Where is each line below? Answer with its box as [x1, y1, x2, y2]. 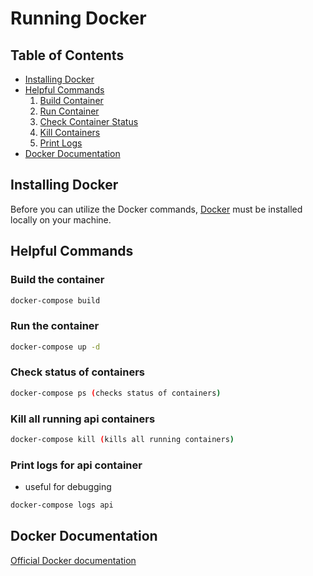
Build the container [10, 273, 105, 287]
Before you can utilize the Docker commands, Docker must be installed [10, 203, 303, 215]
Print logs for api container [10, 458, 143, 472]
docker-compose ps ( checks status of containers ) [10, 388, 222, 398]
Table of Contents [10, 47, 125, 64]
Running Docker [10, 7, 147, 30]
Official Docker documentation [10, 554, 137, 566]
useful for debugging [24, 481, 112, 493]
